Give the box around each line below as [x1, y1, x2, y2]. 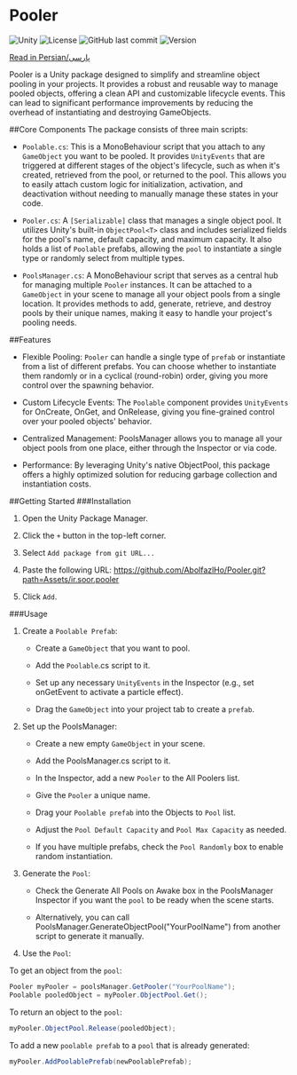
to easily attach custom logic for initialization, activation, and [21, 178, 244, 189]
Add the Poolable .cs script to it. [35, 660, 151, 670]
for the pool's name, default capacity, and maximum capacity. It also [21, 233, 273, 244]
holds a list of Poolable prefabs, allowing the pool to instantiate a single [21, 243, 282, 254]
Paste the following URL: [21, 565, 113, 575]
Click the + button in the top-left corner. [21, 530, 167, 541]
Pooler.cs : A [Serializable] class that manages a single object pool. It [21, 215, 282, 225]
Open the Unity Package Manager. [21, 512, 148, 524]
